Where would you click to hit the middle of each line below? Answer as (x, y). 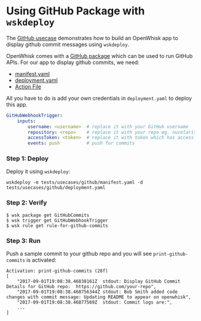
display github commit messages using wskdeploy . (68, 44)
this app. (17, 104)
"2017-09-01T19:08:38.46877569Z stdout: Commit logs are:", (95, 302)
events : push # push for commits (81, 143)
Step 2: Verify (27, 203)
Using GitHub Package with (76, 11)
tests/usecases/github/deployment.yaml (56, 188)
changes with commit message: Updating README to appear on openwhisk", (99, 297)
